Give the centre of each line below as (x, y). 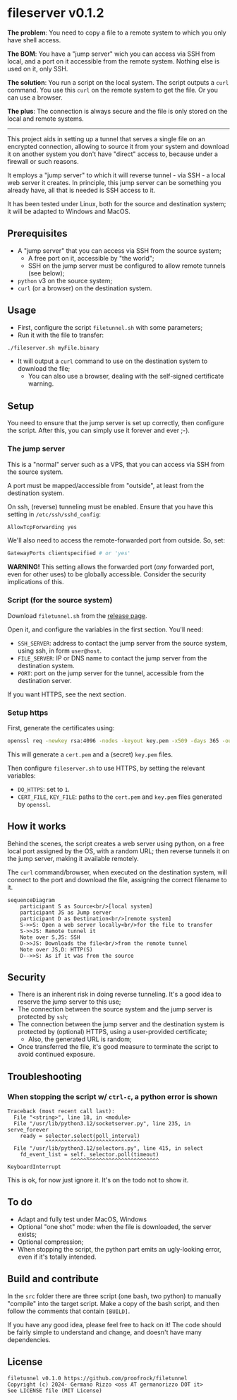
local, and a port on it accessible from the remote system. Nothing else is (114, 61)
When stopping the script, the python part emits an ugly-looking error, (119, 1249)
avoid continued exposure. (56, 1055)
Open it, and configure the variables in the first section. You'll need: (105, 629)
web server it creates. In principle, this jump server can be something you (114, 182)
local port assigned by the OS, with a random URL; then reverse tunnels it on (119, 851)
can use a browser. (35, 97)
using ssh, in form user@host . (60, 651)
